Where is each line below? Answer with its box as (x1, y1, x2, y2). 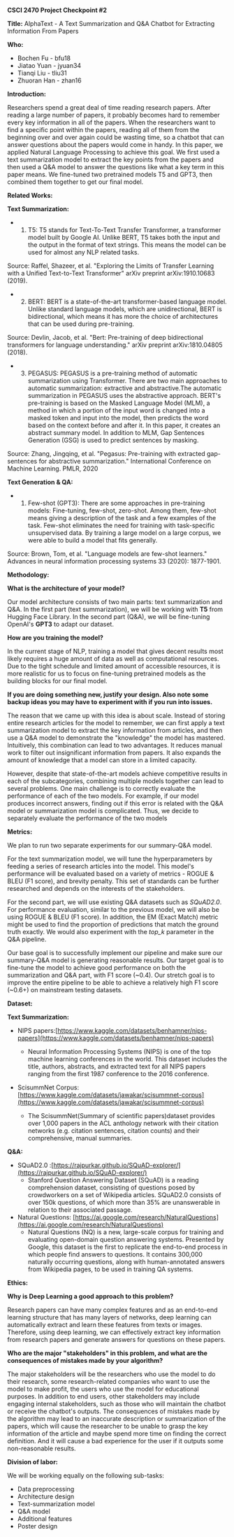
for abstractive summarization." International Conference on (38, 457, 212, 465)
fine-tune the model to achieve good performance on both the (7, 964, 187, 971)
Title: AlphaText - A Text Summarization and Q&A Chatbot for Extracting (7, 20, 215, 27)
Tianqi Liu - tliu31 (17, 69, 68, 77)
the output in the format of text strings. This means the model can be (27, 241, 226, 249)
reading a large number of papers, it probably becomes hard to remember (7, 111, 220, 119)
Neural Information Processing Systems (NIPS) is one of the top (27, 1048, 212, 1055)
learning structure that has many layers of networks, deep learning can (7, 1313, 212, 1321)
